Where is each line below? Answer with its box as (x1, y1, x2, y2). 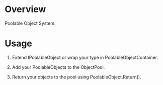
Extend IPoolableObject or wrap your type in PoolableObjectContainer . (12, 54, 158, 60)
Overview (5, 4, 46, 15)
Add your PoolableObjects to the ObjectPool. (12, 64, 105, 70)
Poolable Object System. (5, 20, 56, 26)
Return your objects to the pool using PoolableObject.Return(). (12, 74, 141, 80)
